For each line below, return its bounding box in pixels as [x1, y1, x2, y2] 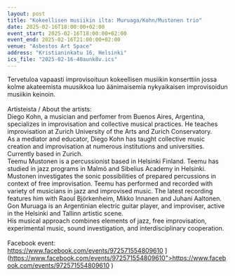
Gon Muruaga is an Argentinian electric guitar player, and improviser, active [7, 201, 225, 210]
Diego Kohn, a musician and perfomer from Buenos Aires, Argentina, [7, 112, 206, 120]
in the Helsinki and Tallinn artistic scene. [7, 209, 124, 217]
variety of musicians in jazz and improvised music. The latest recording [7, 186, 213, 195]
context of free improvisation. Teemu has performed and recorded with [7, 179, 213, 188]
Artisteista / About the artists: [7, 104, 93, 113]
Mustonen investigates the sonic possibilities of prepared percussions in [7, 172, 216, 180]
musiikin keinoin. [7, 90, 56, 98]
